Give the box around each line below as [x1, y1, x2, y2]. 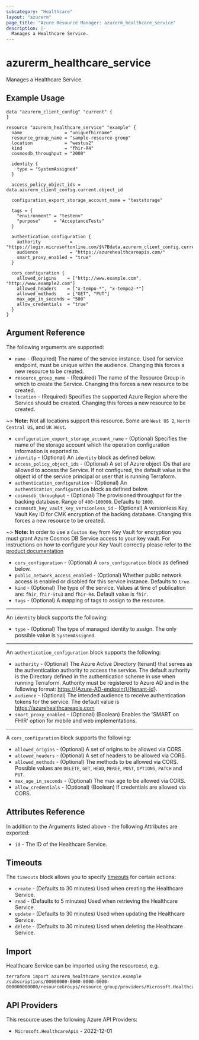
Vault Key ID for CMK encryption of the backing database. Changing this [14, 510, 191, 517]
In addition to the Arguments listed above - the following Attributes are [6, 823, 178, 830]
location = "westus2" [11, 140, 94, 146]
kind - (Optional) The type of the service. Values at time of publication [14, 584, 186, 591]
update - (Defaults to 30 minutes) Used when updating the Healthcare [14, 910, 185, 918]
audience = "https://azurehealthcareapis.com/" [17, 249, 166, 255]
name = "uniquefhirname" [11, 129, 113, 135]
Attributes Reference [6, 807, 85, 817]
